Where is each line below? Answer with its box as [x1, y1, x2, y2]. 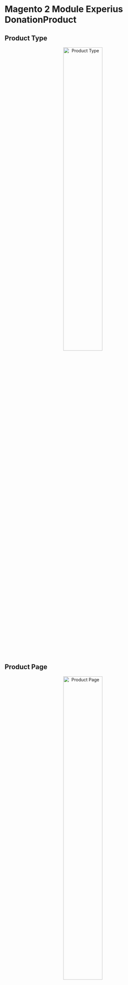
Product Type [4, 34, 48, 42]
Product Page [4, 663, 48, 671]
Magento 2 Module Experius [4, 3, 124, 15]
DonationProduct [4, 14, 77, 25]
